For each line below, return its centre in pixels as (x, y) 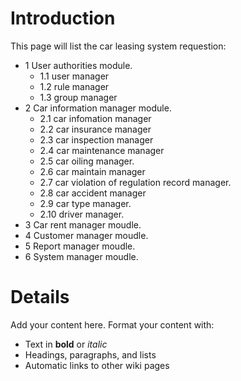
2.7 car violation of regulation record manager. (135, 182)
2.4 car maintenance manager (102, 150)
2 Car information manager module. (98, 108)
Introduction (63, 18)
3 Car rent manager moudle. (83, 224)
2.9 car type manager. (85, 203)
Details (40, 297)
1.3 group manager (78, 97)
